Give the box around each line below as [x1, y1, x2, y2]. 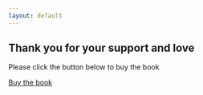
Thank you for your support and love [8, 42, 195, 55]
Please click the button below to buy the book [8, 62, 160, 72]
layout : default [8, 11, 63, 20]
